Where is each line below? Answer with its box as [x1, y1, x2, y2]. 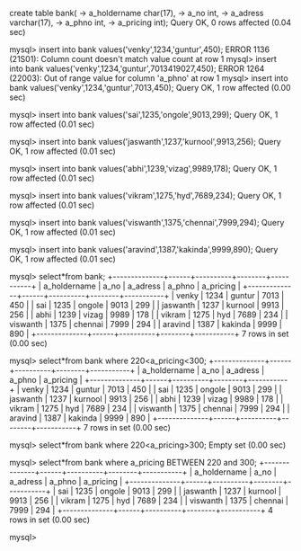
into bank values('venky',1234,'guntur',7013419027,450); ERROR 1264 [9, 63, 265, 74]
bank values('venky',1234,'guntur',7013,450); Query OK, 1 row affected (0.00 [9, 83, 291, 93]
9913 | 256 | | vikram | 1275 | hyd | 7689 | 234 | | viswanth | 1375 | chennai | [9, 495, 289, 506]
